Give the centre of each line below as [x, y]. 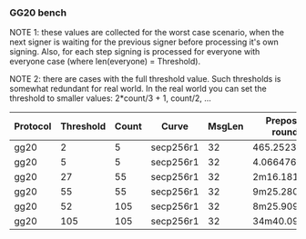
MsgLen [226, 126]
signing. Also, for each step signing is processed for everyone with [135, 52]
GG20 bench [38, 13]
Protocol [33, 126]
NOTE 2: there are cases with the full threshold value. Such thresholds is [145, 79]
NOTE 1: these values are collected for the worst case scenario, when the [147, 33]
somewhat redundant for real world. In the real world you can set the [138, 89]
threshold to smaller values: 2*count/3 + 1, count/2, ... [111, 98]
